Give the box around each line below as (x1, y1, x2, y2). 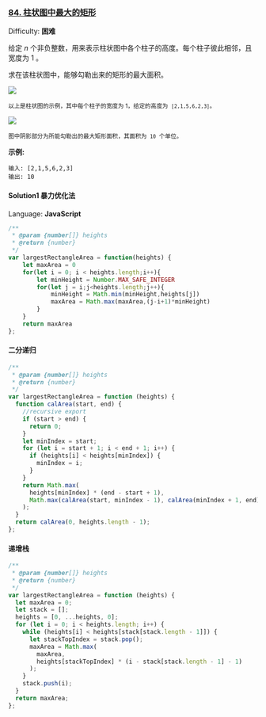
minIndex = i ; (36, 460, 83, 467)
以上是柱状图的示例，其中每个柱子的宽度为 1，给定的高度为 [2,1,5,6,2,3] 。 (8, 102, 216, 110)
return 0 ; (28, 422, 62, 430)
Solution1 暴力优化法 (8, 190, 76, 200)
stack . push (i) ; (22, 680, 73, 688)
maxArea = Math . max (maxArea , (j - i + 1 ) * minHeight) (50, 298, 211, 306)
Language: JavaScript (8, 208, 82, 219)
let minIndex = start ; (22, 437, 97, 445)
